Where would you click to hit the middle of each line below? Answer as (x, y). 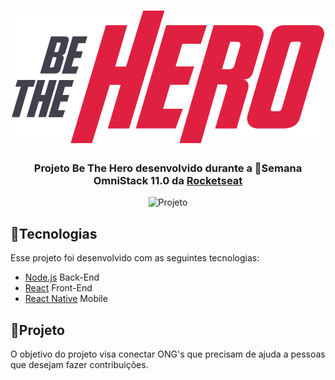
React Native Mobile (66, 299)
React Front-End (58, 288)
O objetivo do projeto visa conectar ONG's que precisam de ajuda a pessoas (168, 354)
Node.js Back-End (62, 277)
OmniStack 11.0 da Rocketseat (168, 181)
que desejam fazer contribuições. (79, 365)
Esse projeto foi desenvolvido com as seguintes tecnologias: (135, 258)
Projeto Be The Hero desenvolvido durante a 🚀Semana (168, 168)
